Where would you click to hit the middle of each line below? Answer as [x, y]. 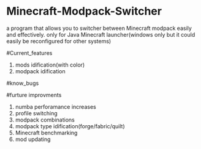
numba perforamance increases [55, 107]
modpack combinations [45, 120]
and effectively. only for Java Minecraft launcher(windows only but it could [101, 34]
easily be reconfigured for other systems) [59, 41]
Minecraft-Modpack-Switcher [84, 11]
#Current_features [29, 53]
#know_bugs [23, 83]
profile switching [36, 113]
